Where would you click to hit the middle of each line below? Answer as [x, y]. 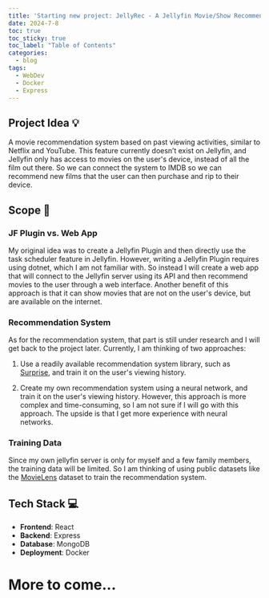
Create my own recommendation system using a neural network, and [134, 388]
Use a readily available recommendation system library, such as [125, 364]
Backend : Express [50, 535]
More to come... [62, 585]
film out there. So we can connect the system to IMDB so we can [115, 168]
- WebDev [30, 75]
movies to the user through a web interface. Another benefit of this [118, 284]
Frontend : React [47, 527]
